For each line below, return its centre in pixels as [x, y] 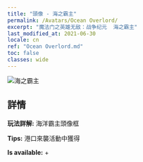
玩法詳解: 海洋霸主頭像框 [43, 123]
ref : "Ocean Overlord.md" [45, 46]
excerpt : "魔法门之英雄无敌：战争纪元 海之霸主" [73, 27]
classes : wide [28, 60]
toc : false [23, 54]
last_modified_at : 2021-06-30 [52, 33]
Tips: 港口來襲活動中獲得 [44, 138]
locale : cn [23, 40]
